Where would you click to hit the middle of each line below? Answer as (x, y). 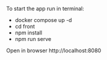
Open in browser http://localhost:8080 (54, 50)
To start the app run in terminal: (45, 9)
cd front (25, 26)
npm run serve (33, 39)
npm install (29, 33)
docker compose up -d (43, 20)
